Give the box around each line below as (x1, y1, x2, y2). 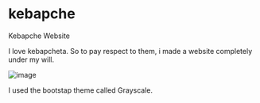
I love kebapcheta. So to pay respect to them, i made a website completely (8, 46, 253, 55)
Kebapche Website (8, 31, 70, 40)
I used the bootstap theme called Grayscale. (8, 85, 153, 95)
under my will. (8, 55, 55, 64)
